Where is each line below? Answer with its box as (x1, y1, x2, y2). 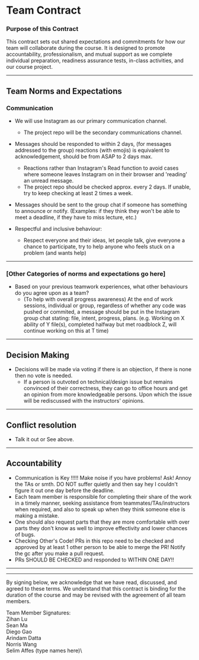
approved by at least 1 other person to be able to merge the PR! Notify (14, 543, 185, 550)
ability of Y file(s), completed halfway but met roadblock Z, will (23, 321, 176, 328)
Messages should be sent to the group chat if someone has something (14, 201, 188, 208)
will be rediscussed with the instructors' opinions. (23, 397, 145, 404)
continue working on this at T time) (23, 327, 109, 334)
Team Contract (6, 4, 81, 17)
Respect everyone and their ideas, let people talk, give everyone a (23, 237, 185, 244)
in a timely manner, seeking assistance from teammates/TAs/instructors (14, 499, 190, 506)
